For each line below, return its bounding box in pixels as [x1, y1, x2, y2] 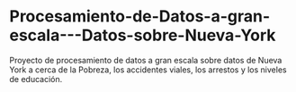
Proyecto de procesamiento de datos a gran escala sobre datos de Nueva [9, 54, 283, 65]
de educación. [9, 73, 63, 84]
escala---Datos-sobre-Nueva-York [9, 25, 276, 46]
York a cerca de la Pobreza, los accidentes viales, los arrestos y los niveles [9, 64, 287, 75]
